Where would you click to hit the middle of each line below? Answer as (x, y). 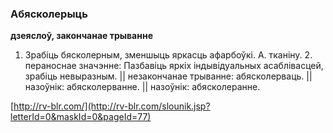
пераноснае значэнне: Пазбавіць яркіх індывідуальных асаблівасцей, (174, 66)
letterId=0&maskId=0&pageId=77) (81, 117)
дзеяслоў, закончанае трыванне (81, 36)
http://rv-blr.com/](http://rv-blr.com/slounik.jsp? (112, 106)
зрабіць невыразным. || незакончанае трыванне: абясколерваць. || (168, 76)
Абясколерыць (49, 14)
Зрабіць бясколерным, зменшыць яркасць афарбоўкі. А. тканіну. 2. (168, 55)
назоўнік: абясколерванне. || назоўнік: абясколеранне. (142, 87)
